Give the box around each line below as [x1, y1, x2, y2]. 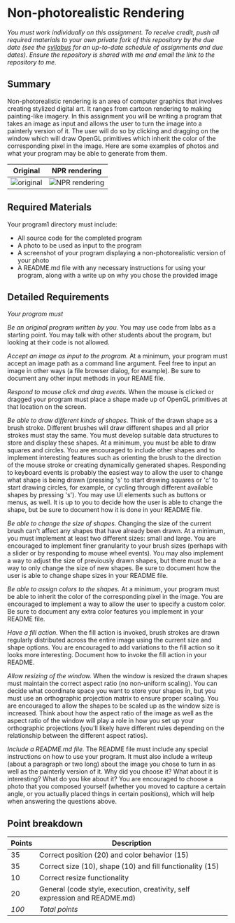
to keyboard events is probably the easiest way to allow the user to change [7, 469, 224, 477]
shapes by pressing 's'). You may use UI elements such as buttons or [7, 491, 206, 499]
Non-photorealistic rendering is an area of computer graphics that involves [7, 97, 223, 105]
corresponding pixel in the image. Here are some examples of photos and [7, 142, 219, 150]
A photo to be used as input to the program [17, 241, 142, 250]
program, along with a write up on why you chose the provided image [17, 271, 218, 279]
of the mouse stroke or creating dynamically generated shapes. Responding [7, 461, 226, 469]
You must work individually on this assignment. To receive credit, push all [7, 28, 220, 36]
